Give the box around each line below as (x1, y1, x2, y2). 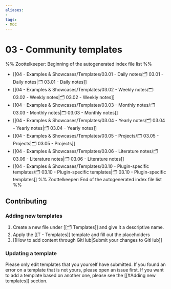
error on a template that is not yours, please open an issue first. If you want (5, 267, 164, 273)
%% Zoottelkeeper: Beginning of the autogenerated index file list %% (5, 61, 153, 67)
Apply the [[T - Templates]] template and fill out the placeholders (12, 232, 150, 238)
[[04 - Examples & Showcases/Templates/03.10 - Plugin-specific (12, 163, 149, 169)
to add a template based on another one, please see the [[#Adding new (5, 273, 156, 279)
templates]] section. (5, 278, 48, 284)
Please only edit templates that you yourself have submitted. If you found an (5, 261, 166, 267)
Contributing (5, 197, 47, 205)
